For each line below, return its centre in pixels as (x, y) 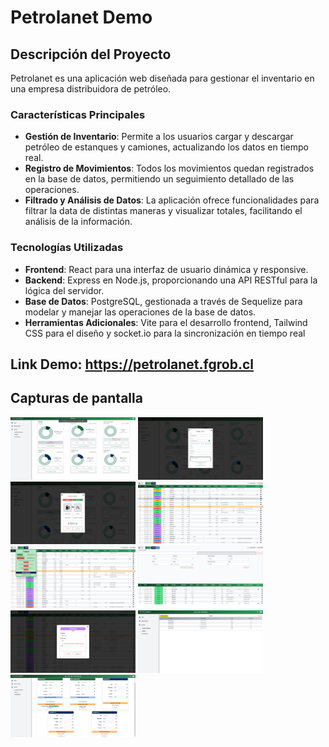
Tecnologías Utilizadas (67, 248)
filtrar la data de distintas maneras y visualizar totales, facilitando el (163, 211)
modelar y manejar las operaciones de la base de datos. (140, 312)
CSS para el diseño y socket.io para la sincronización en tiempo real (165, 333)
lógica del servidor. (64, 290)
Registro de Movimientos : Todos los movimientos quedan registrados (169, 168)
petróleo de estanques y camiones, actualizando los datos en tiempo (166, 147)
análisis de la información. (78, 222)
